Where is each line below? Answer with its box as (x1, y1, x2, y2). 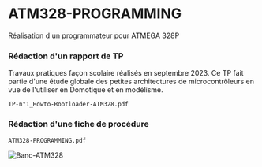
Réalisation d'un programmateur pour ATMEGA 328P (8, 31, 180, 40)
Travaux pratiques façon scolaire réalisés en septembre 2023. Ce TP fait (8, 69, 244, 78)
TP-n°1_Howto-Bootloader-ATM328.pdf (8, 100, 129, 109)
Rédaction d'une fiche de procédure (8, 119, 150, 130)
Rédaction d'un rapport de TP (8, 50, 124, 61)
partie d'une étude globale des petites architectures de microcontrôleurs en (8, 76, 255, 87)
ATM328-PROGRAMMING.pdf (8, 136, 87, 144)
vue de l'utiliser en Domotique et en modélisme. (8, 85, 163, 95)
